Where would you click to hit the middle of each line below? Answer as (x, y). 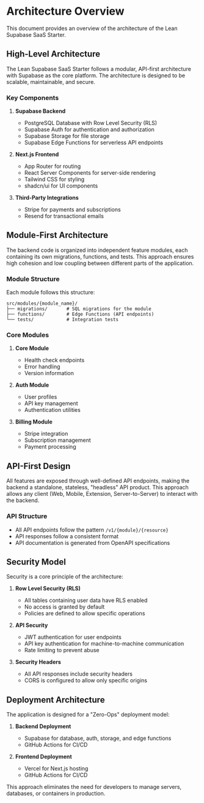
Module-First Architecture (57, 235)
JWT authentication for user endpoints (73, 637)
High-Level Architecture (53, 54)
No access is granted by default (64, 607)
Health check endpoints (54, 360)
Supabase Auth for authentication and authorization (89, 129)
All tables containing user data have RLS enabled (86, 600)
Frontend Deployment (43, 757)
